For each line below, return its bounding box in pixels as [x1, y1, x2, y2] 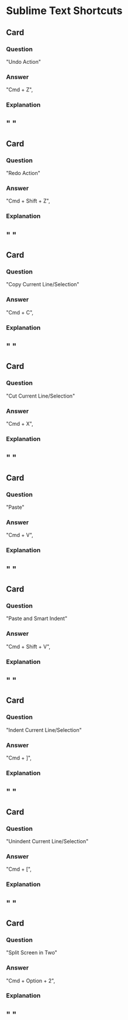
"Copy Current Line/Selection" [6, 281, 79, 288]
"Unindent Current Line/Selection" [6, 837, 89, 844]
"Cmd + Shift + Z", [6, 197, 51, 204]
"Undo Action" [6, 58, 41, 65]
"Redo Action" [6, 170, 41, 177]
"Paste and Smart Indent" [6, 615, 68, 622]
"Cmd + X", [6, 420, 33, 427]
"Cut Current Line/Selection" [6, 392, 75, 399]
